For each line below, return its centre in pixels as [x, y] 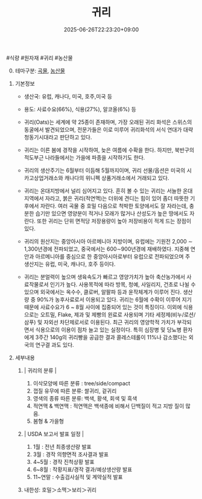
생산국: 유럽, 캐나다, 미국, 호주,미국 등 [68, 96]
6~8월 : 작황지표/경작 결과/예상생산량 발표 [83, 469]
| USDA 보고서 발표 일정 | [54, 434]
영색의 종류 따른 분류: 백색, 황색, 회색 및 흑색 [85, 398]
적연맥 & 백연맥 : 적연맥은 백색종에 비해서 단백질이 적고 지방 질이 [109, 406]
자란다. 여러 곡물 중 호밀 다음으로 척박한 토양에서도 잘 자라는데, [114, 205]
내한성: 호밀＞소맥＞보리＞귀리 [60, 489]
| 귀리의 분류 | [40, 370]
